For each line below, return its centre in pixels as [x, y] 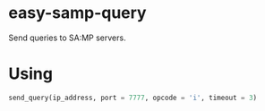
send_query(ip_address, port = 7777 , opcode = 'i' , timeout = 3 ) [132, 98]
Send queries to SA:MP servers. [67, 38]
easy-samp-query [77, 13]
